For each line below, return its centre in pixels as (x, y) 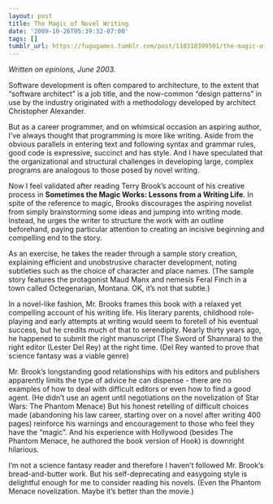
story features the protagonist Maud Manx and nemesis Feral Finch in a (128, 280)
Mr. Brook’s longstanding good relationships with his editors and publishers (134, 372)
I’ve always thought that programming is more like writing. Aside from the (131, 136)
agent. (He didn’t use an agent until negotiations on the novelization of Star (134, 398)
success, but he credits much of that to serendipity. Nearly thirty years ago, (135, 330)
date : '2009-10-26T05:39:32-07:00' (69, 31)
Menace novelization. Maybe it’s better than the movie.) (101, 491)
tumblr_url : (28, 46)
